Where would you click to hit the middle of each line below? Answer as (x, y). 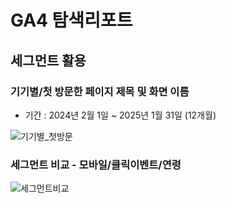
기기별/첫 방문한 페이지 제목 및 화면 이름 (100, 91)
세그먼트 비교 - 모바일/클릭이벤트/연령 (96, 164)
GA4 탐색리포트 (71, 20)
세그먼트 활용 (48, 60)
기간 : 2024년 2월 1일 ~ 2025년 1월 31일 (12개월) (120, 115)
